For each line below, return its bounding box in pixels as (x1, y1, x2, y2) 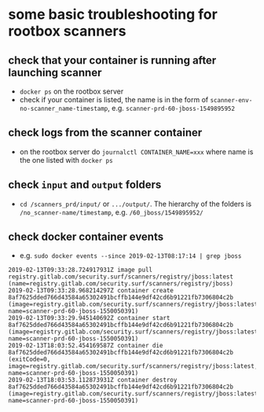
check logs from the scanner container (8, 126, 203, 139)
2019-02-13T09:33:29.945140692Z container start (8, 315, 170, 322)
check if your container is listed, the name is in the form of (19, 95, 209, 104)
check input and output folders (8, 178, 162, 192)
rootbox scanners (8, 22, 126, 40)
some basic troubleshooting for (8, 6, 218, 24)
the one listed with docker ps (19, 155, 113, 164)
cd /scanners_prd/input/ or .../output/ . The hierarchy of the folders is (19, 199, 252, 208)
